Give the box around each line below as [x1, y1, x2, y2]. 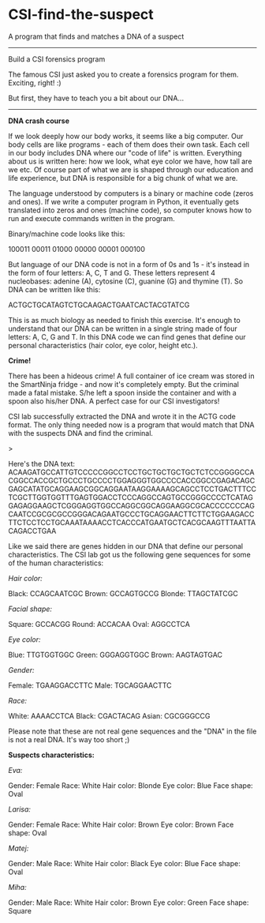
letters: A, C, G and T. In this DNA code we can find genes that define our [8, 332, 246, 341]
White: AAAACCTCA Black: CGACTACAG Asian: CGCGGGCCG [8, 711, 211, 720]
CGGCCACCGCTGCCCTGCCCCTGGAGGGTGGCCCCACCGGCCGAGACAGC [8, 475, 256, 485]
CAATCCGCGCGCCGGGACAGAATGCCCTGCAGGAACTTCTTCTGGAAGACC [8, 509, 255, 519]
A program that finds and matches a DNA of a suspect [8, 32, 185, 41]
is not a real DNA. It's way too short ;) [8, 734, 130, 744]
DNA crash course [8, 116, 69, 126]
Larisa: [8, 804, 32, 814]
